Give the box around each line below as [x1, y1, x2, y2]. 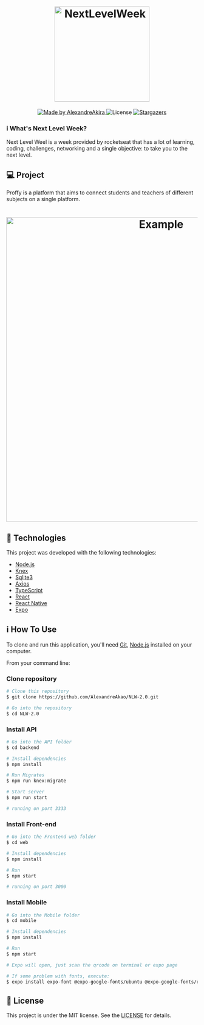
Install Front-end [6, 820, 56, 828]
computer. [6, 647, 32, 654]
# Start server [6, 789, 45, 795]
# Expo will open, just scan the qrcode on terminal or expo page [6, 962, 178, 968]
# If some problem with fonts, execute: [6, 973, 110, 979]
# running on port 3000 [6, 884, 67, 890]
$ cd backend [6, 744, 39, 751]
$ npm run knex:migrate [6, 778, 67, 784]
